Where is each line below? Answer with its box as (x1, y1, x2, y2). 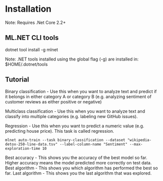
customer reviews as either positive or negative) (5, 99, 102, 104)
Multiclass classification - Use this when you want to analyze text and (5, 108, 145, 114)
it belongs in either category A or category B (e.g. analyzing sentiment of (5, 94, 152, 100)
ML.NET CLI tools (5, 34, 59, 42)
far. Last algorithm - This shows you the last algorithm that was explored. (5, 170, 152, 176)
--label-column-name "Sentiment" (59, 141, 128, 147)
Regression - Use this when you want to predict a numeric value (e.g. (5, 123, 144, 129)
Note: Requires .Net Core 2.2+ (5, 20, 66, 25)
